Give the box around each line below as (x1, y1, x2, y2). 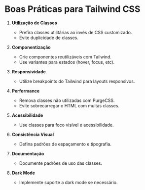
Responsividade (11, 68, 46, 75)
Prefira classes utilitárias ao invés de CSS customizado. (19, 29, 132, 35)
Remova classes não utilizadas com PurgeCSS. (19, 97, 115, 103)
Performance (11, 88, 40, 94)
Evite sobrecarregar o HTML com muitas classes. (19, 102, 119, 108)
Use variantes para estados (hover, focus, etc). (19, 59, 115, 65)
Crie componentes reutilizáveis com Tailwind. (19, 53, 112, 60)
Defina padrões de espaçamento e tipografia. (19, 141, 112, 147)
